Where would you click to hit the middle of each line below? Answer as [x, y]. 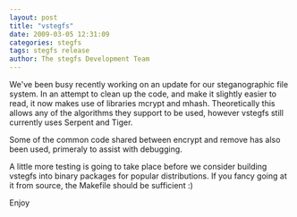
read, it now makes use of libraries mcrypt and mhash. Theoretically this [142, 103]
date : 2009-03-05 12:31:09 [59, 34]
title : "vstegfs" [42, 26]
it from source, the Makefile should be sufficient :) [102, 185]
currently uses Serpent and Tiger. [71, 122]
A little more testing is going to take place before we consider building [138, 167]
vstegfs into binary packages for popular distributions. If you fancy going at [148, 176]
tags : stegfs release [50, 51]
